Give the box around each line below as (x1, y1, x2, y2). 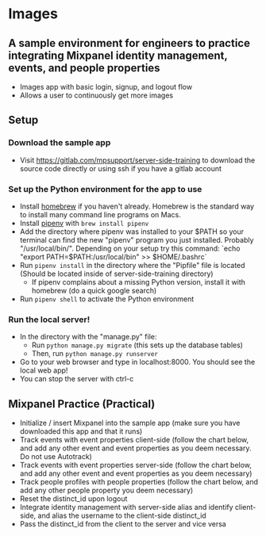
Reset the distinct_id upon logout (19, 494, 128, 503)
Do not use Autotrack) (19, 452, 93, 461)
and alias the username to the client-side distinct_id (37, 511, 206, 520)
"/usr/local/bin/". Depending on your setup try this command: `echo (19, 243, 241, 253)
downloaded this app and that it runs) (19, 427, 143, 436)
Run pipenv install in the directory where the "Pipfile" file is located (19, 260, 245, 270)
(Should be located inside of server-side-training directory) (19, 269, 214, 278)
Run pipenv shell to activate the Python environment (19, 294, 195, 304)
